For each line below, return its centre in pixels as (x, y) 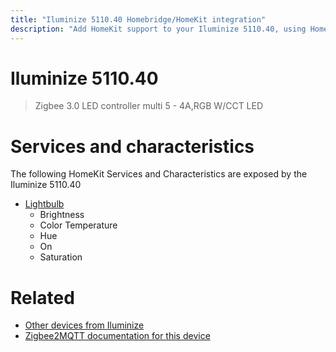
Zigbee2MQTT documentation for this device (117, 336)
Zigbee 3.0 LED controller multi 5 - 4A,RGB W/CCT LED (149, 106)
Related (42, 297)
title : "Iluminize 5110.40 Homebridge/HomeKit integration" (138, 19)
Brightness (62, 215)
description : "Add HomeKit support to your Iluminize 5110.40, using (158, 29)
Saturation (61, 257)
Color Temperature (78, 225)
